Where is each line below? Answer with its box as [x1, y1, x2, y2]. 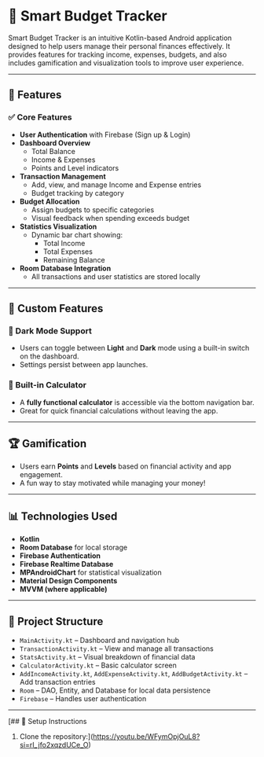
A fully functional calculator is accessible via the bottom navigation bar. [19, 397, 255, 407]
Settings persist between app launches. [19, 360, 148, 369]
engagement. [19, 470, 63, 480]
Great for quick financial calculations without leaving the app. [19, 406, 218, 415]
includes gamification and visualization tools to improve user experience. [8, 58, 244, 68]
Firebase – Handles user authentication [19, 694, 147, 704]
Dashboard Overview [19, 138, 91, 148]
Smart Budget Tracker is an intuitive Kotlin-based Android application [8, 33, 233, 42]
